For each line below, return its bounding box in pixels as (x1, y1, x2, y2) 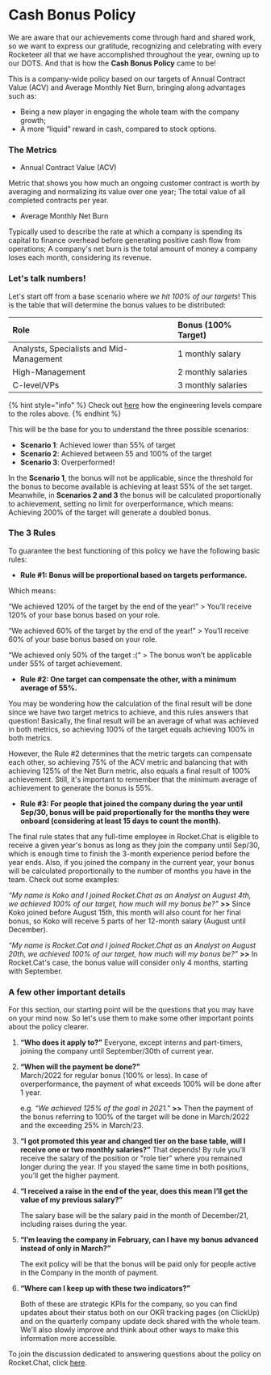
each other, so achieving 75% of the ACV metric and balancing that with (8, 757, 248, 766)
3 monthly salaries (177, 379, 248, 390)
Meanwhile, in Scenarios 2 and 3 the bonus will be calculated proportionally (8, 490, 262, 499)
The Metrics (8, 144, 57, 155)
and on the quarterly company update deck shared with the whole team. (19, 1317, 261, 1326)
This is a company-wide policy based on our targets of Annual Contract (8, 74, 246, 83)
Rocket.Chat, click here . (8, 1358, 87, 1368)
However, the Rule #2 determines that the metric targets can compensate (8, 749, 252, 758)
